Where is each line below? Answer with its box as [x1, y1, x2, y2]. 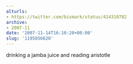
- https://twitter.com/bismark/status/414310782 [6, 14, 127, 20]
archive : [6, 19, 28, 25]
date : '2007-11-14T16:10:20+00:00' [6, 30, 93, 36]
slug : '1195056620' [6, 35, 54, 41]
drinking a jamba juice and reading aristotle [6, 52, 111, 58]
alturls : [6, 8, 28, 15]
